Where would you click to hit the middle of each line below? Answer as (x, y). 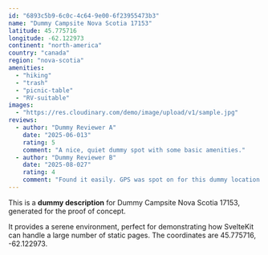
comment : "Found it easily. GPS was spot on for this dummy (125, 180)
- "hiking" (34, 75)
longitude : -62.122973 (46, 38)
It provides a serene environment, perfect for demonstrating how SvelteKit (131, 226)
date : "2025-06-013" (57, 135)
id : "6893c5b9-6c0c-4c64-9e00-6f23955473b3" (84, 16)
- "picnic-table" (45, 90)
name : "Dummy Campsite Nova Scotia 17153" (80, 23)
